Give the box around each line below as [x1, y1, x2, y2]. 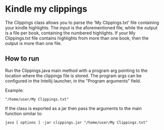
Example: [5, 87, 24, 93]
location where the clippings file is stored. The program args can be [5, 72, 142, 79]
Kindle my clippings [5, 3, 87, 15]
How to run [5, 55, 40, 63]
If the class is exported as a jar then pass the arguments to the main [5, 105, 142, 111]
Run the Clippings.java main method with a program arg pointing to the [5, 67, 148, 73]
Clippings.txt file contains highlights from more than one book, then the [5, 35, 149, 41]
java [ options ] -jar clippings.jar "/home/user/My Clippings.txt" [5, 120, 148, 125]
